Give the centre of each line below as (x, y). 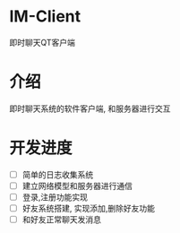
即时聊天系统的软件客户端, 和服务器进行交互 (90, 108)
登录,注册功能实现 (55, 197)
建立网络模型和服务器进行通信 (77, 186)
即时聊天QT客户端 (43, 42)
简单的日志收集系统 (58, 174)
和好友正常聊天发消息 (61, 220)
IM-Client (45, 17)
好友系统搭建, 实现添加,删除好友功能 (88, 208)
